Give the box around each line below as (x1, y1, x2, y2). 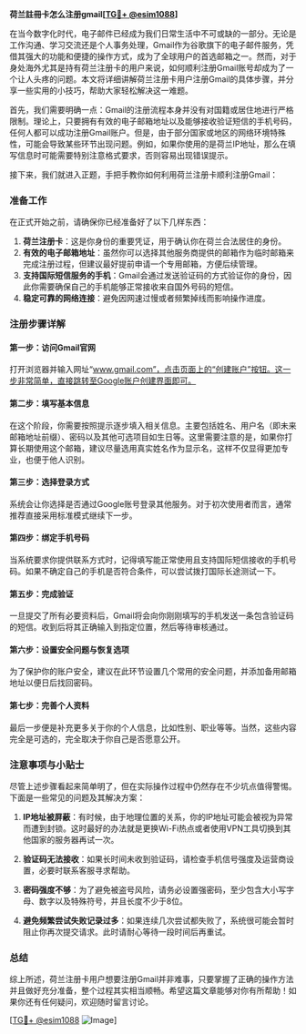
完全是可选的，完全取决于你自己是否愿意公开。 (9, 733, 185, 745)
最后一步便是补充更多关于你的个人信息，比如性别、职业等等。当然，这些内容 (9, 722, 297, 733)
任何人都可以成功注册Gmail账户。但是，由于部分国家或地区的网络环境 (9, 127, 270, 137)
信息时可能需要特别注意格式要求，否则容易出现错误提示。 (16, 150, 233, 160)
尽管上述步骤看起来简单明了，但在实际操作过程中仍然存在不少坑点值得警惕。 (9, 780, 297, 791)
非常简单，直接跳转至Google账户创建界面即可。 (16, 375, 197, 386)
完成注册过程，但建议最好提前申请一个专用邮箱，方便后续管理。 (22, 258, 262, 269)
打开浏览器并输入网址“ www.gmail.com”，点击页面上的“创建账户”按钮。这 (9, 364, 283, 375)
